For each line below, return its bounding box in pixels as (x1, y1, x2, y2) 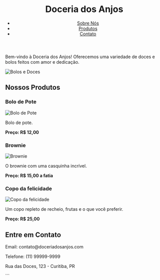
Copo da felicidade (5, 185, 52, 192)
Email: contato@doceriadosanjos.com (5, 244, 84, 250)
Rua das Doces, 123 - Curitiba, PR (5, 263, 75, 269)
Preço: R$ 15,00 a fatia (5, 172, 54, 179)
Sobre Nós (77, 20, 99, 26)
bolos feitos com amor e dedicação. (5, 59, 80, 65)
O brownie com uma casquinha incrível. (5, 163, 87, 169)
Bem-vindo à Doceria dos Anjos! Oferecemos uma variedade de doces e (5, 54, 155, 60)
